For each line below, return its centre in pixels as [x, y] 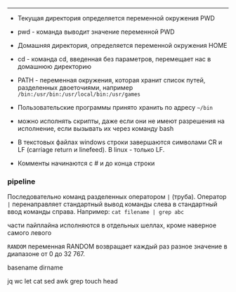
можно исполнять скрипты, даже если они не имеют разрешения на [121, 121]
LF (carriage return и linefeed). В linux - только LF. [91, 150]
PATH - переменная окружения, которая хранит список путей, [111, 80]
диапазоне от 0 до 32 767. [46, 254]
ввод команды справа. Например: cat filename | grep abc [96, 212]
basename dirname [35, 267]
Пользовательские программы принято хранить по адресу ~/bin [115, 107]
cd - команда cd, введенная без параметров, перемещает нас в [114, 59]
